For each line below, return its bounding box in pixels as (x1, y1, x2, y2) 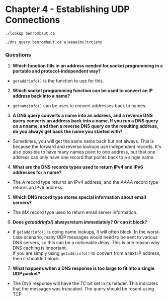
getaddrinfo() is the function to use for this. (12, 78, 104, 84)
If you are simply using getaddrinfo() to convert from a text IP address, (12, 250, 161, 256)
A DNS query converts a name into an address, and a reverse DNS (12, 112, 153, 119)
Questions (5, 51, 31, 58)
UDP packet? (12, 271, 40, 277)
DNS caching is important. (12, 245, 67, 251)
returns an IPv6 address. (12, 185, 64, 191)
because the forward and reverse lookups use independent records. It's (12, 143, 162, 149)
